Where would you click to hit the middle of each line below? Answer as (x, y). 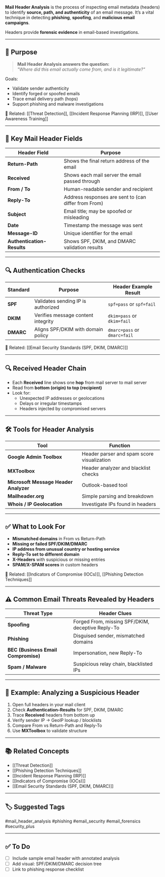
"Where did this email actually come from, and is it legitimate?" (81, 69)
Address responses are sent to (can (105, 197)
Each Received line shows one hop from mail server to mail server (80, 383)
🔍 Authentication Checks (45, 271)
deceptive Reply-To (96, 628)
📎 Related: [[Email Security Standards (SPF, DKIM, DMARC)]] (67, 347)
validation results (83, 247)
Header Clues (115, 613)
